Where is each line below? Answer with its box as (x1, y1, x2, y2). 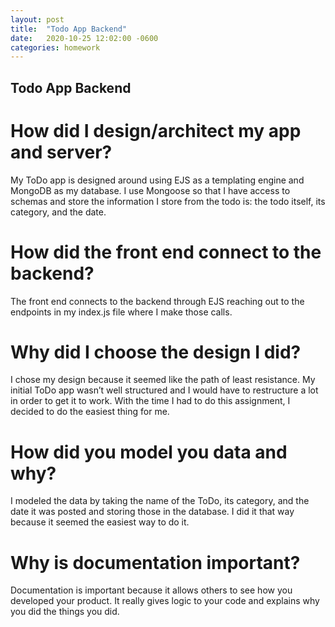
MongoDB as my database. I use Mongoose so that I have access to (10, 184, 291, 196)
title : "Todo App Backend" (10, 24, 128, 34)
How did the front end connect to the (10, 241, 322, 263)
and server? (10, 141, 113, 163)
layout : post (10, 14, 65, 25)
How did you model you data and (10, 441, 288, 463)
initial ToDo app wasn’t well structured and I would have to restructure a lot (10, 384, 319, 396)
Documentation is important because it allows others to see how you (10, 584, 293, 596)
